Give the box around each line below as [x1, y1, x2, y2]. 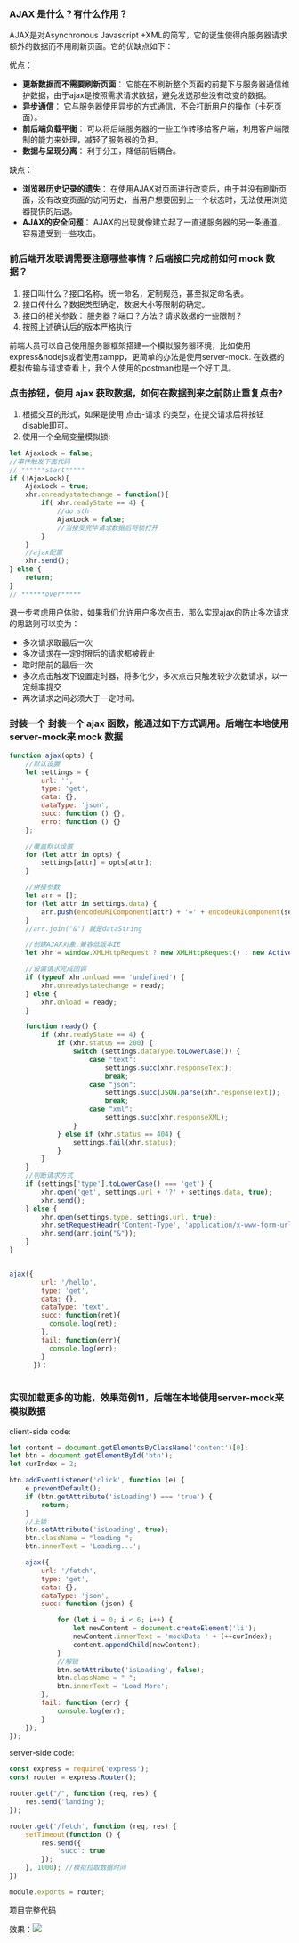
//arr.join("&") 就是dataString [25, 924, 142, 933]
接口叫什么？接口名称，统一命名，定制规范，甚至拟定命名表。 [21, 288, 249, 298]
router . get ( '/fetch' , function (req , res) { [9, 1822, 177, 1831]
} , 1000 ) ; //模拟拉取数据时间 [25, 1864, 126, 1873]
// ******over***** [9, 590, 82, 599]
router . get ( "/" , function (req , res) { [9, 1789, 158, 1799]
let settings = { [25, 768, 90, 777]
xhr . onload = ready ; [41, 998, 117, 1007]
